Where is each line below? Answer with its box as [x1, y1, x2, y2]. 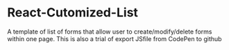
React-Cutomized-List [7, 5, 139, 21]
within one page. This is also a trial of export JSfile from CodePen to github [7, 34, 222, 42]
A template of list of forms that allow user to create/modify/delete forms [7, 27, 212, 36]
